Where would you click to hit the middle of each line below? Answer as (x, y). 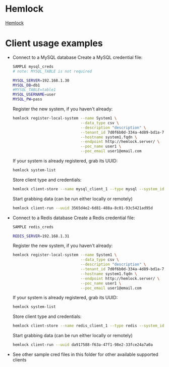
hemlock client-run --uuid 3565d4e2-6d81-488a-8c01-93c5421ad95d (82, 208)
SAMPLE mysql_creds (33, 66)
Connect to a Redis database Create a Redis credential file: (74, 218)
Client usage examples (54, 43)
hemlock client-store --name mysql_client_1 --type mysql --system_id (88, 189)
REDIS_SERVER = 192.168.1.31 (41, 236)
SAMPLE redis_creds (33, 227)
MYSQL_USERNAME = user (34, 95)
